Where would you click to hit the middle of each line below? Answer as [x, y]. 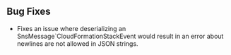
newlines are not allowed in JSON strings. [77, 43]
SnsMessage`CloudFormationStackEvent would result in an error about [120, 36]
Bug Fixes [29, 12]
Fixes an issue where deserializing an [71, 28]
